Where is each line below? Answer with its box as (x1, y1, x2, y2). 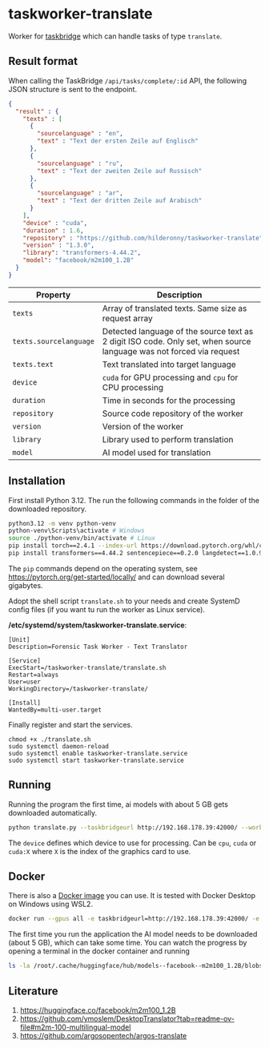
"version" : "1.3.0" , (22, 241, 94, 249)
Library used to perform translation (102, 433, 234, 445)
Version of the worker (102, 421, 184, 432)
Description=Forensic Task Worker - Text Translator (8, 643, 188, 651)
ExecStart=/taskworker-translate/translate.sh (8, 663, 167, 671)
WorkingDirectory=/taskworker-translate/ (8, 684, 149, 693)
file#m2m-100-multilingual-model (19, 1022, 131, 1032)
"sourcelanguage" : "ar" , (37, 189, 124, 197)
